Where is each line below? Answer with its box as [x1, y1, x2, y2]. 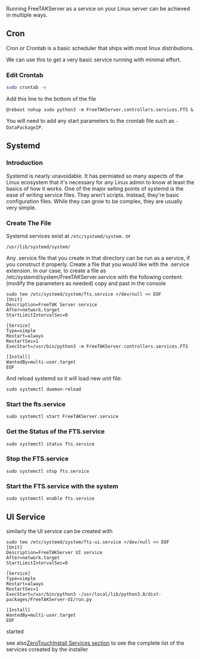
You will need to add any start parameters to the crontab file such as [6, 117, 175, 124]
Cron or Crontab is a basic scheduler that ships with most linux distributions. [6, 44, 194, 51]
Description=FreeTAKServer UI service [6, 549, 103, 555]
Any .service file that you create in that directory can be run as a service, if [6, 254, 190, 261]
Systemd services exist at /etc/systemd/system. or [6, 232, 131, 239]
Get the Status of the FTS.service [6, 428, 105, 436]
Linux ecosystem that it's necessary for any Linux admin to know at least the [6, 178, 195, 185]
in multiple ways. [6, 11, 48, 18]
